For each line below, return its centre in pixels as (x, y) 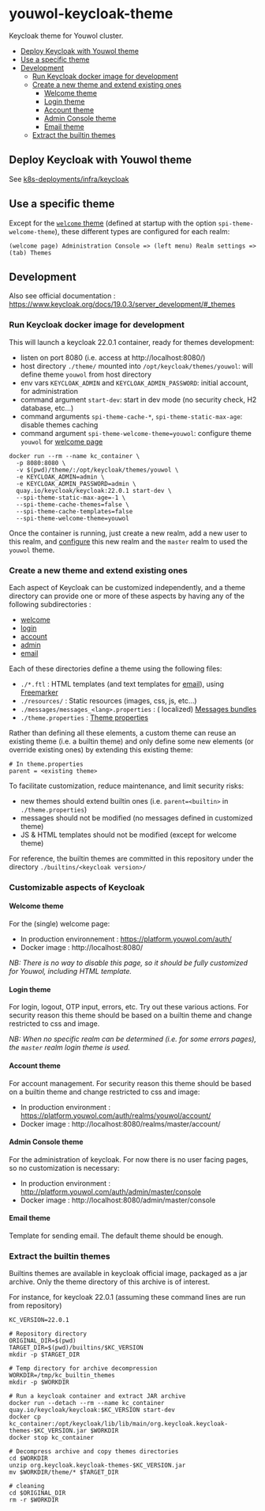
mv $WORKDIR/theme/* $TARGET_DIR (64, 1472)
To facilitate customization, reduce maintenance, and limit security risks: (126, 786)
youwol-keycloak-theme (91, 14)
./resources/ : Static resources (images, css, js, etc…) (108, 700)
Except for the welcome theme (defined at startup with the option (113, 223)
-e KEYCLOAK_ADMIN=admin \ (60, 477)
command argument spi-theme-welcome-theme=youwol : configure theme (136, 433)
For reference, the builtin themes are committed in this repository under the (131, 858)
